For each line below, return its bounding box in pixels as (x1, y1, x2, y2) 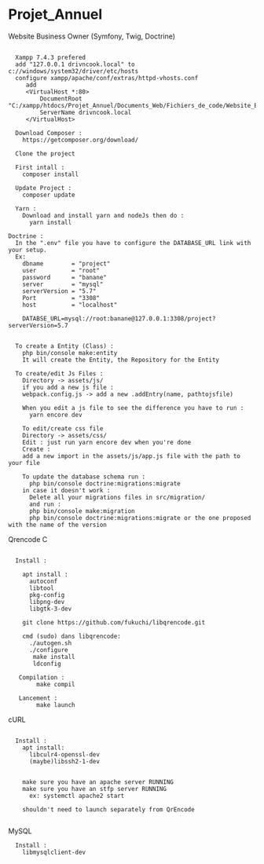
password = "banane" (22, 273, 108, 281)
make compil (36, 680, 76, 688)
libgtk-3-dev (28, 605, 72, 613)
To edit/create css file (22, 424, 104, 433)
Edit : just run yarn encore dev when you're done (22, 438, 192, 446)
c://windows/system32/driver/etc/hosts (8, 67, 139, 75)
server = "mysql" (22, 280, 104, 288)
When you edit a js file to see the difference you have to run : (22, 404, 244, 412)
